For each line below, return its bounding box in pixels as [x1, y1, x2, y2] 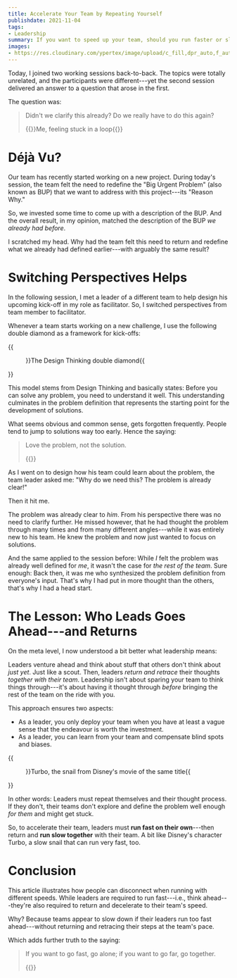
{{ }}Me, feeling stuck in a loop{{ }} [25, 125, 124, 133]
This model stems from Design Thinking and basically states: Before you [8, 383, 218, 391]
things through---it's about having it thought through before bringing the [8, 682, 218, 691]
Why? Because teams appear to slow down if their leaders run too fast [8, 915, 212, 923]
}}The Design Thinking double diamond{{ [25, 356, 145, 365]
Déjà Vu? [8, 149, 62, 165]
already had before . [8, 223, 66, 232]
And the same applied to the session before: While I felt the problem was [8, 553, 219, 562]
